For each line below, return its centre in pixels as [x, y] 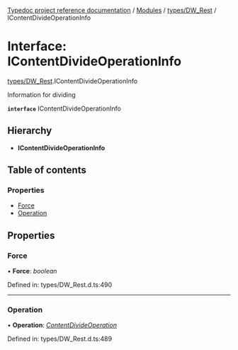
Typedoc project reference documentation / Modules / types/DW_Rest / [112, 10]
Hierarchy [30, 131]
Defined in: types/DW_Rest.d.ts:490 [60, 285]
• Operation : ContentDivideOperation [62, 325]
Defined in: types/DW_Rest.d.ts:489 [59, 339]
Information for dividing [41, 94]
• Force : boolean [32, 271]
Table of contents [47, 170]
